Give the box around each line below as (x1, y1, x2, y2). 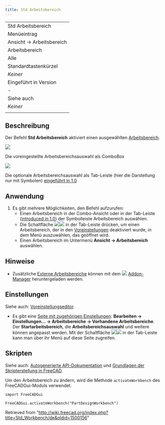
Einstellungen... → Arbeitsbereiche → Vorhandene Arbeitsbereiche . (12, 318, 155, 324)
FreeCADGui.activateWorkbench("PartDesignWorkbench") (5, 401, 119, 406)
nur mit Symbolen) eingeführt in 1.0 (5, 178, 77, 184)
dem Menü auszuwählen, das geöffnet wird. (19, 232, 110, 238)
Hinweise (5, 257, 35, 266)
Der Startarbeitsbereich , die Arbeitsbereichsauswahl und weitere (12, 323, 150, 329)
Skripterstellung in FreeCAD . (5, 368, 63, 373)
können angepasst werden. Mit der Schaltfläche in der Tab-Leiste (12, 329, 158, 335)
